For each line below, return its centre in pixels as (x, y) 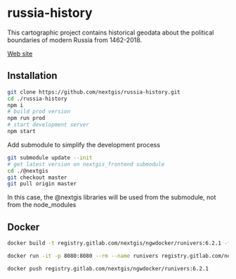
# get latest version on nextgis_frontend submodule (86, 164)
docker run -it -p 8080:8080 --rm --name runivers (83, 256)
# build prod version (39, 112)
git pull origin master (42, 184)
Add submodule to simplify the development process (84, 144)
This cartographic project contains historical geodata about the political (111, 32)
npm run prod (26, 118)
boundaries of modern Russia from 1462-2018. (75, 39)
